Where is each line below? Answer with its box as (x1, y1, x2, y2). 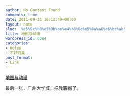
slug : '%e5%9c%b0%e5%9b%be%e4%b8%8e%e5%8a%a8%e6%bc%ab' (5, 27, 126, 32)
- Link (5, 60, 19, 65)
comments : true (5, 12, 38, 17)
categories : (5, 41, 30, 46)
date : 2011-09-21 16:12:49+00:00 (5, 17, 76, 22)
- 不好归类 (5, 50, 25, 55)
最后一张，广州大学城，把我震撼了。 (5, 85, 81, 91)
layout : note (5, 21, 33, 27)
